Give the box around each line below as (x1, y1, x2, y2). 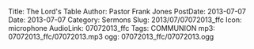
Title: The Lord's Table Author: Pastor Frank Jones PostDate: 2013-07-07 (8, 7, 247, 16)
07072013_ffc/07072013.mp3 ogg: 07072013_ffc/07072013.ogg (8, 32, 214, 41)
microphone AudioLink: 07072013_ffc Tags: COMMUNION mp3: (8, 24, 215, 32)
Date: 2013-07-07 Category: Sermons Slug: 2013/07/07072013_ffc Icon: (8, 15, 243, 24)
